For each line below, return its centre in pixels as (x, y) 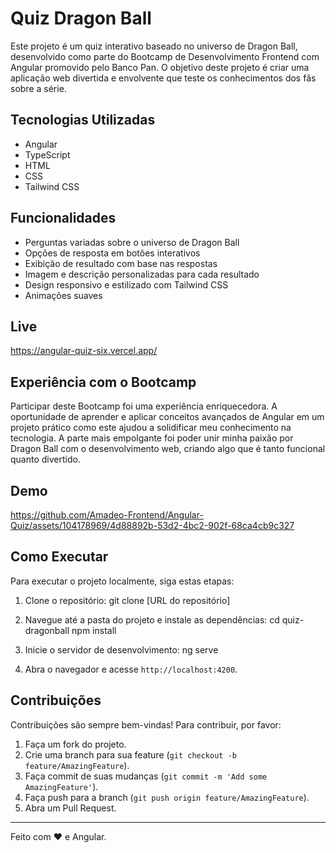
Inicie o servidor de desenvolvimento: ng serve (121, 649)
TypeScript (47, 154)
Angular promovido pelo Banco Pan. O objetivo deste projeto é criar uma (160, 67)
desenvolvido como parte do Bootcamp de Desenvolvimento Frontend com (165, 56)
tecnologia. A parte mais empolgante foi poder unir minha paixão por (152, 438)
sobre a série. (38, 88)
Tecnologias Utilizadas (83, 120)
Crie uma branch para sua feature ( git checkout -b (130, 754)
